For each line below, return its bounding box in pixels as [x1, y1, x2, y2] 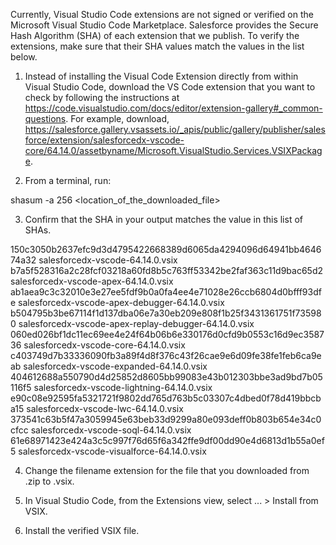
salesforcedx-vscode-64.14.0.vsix [38, 254, 178, 266]
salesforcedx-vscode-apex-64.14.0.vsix [10, 275, 174, 287]
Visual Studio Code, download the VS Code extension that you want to [24, 81, 316, 93]
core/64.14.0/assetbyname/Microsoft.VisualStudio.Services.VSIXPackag [24, 145, 323, 156]
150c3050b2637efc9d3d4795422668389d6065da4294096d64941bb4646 [10, 244, 322, 255]
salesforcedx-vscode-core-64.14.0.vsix [23, 339, 186, 351]
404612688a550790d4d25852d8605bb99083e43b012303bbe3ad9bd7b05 [10, 371, 323, 383]
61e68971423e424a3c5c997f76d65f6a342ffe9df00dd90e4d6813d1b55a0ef [10, 435, 325, 446]
